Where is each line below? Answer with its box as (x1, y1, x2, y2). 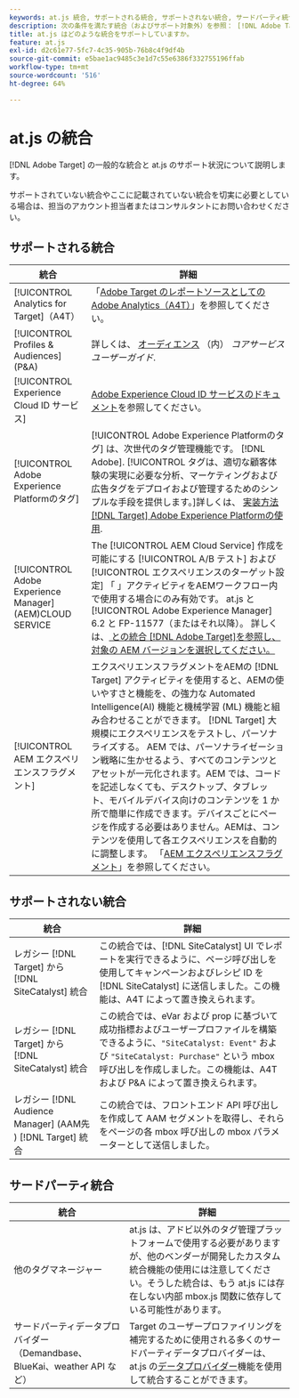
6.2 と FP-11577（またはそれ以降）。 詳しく (91, 618, 279, 630)
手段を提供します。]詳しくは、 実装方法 (117, 496, 279, 508)
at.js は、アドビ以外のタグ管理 (128, 1224, 256, 1235)
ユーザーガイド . (91, 352, 157, 364)
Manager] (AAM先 (13, 1118, 91, 1130)
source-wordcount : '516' (9, 71, 101, 80)
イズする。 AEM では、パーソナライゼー (100, 740, 267, 753)
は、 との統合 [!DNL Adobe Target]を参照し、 (91, 631, 281, 643)
